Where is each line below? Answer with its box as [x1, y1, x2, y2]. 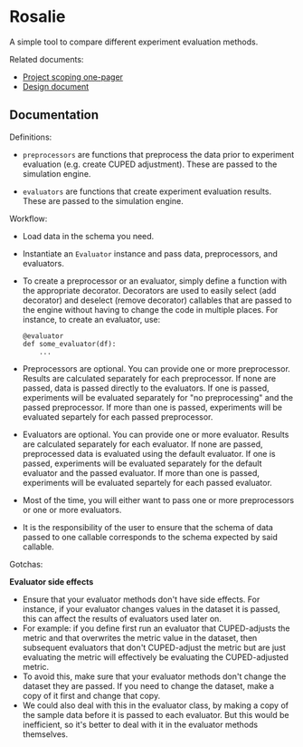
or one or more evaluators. [22, 504, 122, 515]
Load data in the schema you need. [22, 230, 155, 241]
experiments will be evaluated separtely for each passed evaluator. [22, 477, 273, 488]
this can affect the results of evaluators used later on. [22, 613, 222, 624]
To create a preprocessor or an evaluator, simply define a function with [22, 275, 288, 286]
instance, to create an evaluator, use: [22, 314, 161, 325]
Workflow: [9, 213, 48, 224]
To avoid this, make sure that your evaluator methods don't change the [22, 671, 287, 682]
